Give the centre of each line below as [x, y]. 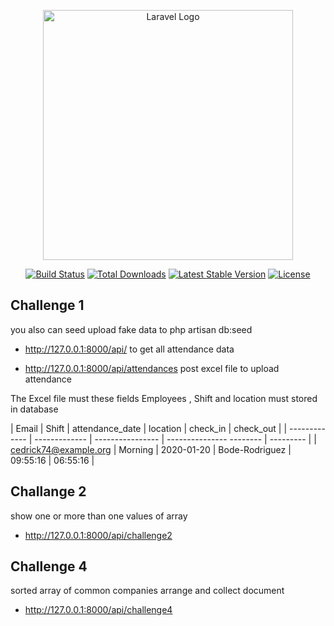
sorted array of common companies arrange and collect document [147, 591]
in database [34, 409]
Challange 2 [48, 491]
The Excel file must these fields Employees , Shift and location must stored [164, 398]
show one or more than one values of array [99, 516]
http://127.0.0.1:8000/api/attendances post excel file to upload [152, 368]
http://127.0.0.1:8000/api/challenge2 [98, 535]
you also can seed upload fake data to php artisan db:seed [131, 329]
